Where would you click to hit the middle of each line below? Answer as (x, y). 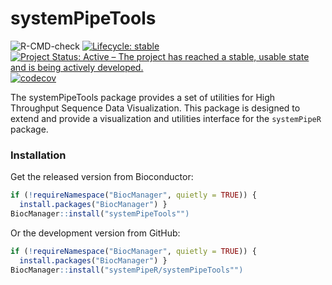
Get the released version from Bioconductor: (102, 177)
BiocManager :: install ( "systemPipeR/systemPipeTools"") (127, 270)
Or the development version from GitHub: (95, 233)
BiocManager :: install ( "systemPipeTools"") (100, 213)
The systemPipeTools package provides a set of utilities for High (143, 97)
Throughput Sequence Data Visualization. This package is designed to (155, 108)
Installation (38, 155)
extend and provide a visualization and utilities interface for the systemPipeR (166, 118)
